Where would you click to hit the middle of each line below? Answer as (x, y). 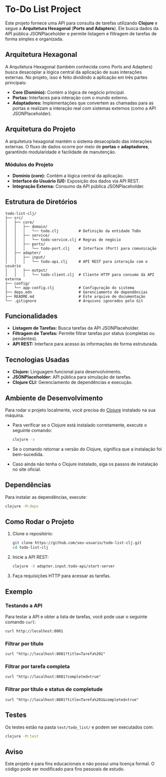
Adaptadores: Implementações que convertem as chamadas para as (83, 103)
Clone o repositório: (33, 534)
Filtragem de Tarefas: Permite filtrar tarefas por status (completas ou (83, 334)
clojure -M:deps (22, 506)
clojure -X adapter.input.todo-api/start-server (64, 566)
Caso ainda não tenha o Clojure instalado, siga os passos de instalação (85, 464)
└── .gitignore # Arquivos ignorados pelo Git (74, 301)
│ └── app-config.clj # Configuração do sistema (70, 288)
